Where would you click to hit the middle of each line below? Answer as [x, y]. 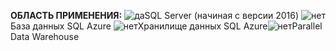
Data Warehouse [45, 36]
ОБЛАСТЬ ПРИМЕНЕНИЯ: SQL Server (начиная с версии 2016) [155, 15]
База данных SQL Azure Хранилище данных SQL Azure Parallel [166, 26]
